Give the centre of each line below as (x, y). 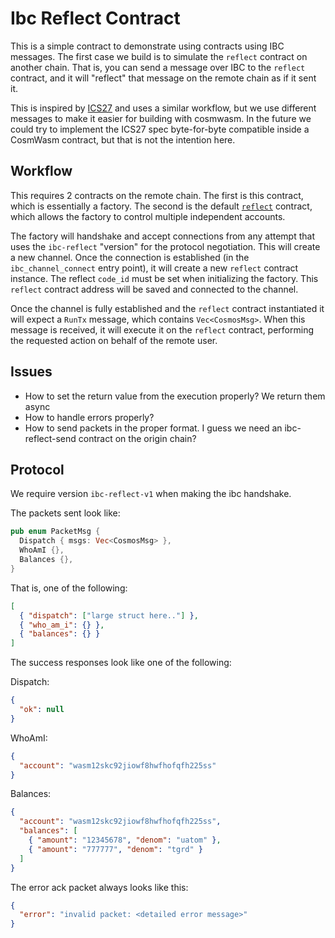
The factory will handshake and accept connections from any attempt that (162, 236)
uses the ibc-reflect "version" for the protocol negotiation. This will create (165, 246)
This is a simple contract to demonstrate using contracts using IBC (147, 46)
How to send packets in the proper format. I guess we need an (153, 428)
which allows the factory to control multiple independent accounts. (148, 216)
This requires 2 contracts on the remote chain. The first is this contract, (157, 195)
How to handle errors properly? (89, 417)
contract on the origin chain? (137, 438)
